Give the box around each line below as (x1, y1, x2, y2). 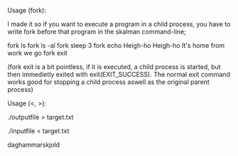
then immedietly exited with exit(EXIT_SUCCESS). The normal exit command (7, 71, 231, 78)
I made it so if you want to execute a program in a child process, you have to (7, 20, 231, 28)
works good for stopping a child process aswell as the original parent (7, 78, 210, 86)
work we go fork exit (7, 49, 67, 57)
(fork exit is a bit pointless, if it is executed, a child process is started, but (7, 63, 222, 71)
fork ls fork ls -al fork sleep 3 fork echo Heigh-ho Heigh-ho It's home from (7, 41, 225, 49)
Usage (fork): (7, 6, 46, 14)
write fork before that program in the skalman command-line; (7, 28, 186, 36)
